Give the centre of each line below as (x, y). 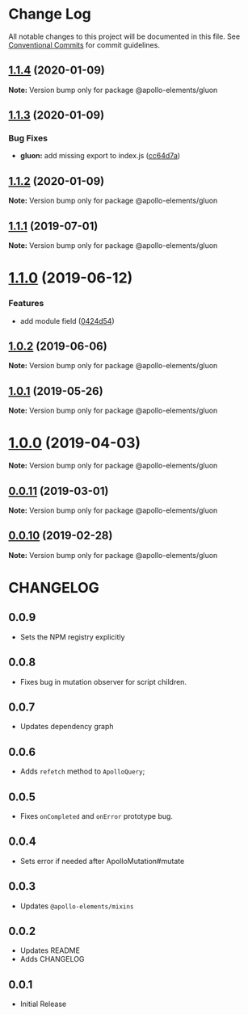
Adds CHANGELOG (52, 959)
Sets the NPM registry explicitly (72, 637)
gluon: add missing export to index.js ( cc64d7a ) (100, 156)
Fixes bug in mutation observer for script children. (103, 682)
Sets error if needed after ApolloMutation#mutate (102, 861)
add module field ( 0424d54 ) (67, 321)
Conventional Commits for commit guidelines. (84, 44)
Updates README (50, 950)
